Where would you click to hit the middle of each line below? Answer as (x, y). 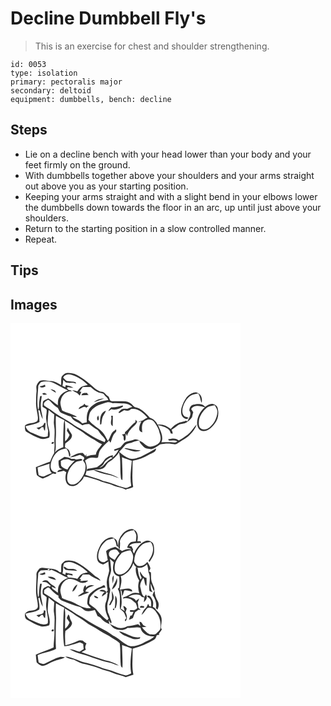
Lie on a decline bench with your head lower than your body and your (168, 154)
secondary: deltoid (51, 90)
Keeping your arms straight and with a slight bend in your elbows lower (171, 196)
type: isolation (44, 73)
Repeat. (41, 239)
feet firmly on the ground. (77, 164)
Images (34, 304)
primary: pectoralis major (66, 82)
